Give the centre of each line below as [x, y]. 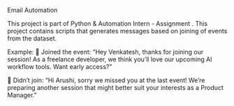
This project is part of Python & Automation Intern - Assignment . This [108, 23]
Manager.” [22, 95]
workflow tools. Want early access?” [60, 67]
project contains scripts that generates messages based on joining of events [117, 31]
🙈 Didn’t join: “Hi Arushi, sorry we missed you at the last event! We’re [106, 80]
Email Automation [32, 10]
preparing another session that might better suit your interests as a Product [115, 88]
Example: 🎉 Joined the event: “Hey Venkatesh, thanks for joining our [105, 52]
